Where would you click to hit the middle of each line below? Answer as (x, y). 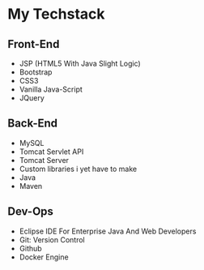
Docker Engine (44, 257)
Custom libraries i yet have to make (78, 169)
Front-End (34, 44)
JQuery (32, 98)
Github (30, 248)
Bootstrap (36, 72)
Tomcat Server (44, 160)
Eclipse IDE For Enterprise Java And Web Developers (108, 231)
